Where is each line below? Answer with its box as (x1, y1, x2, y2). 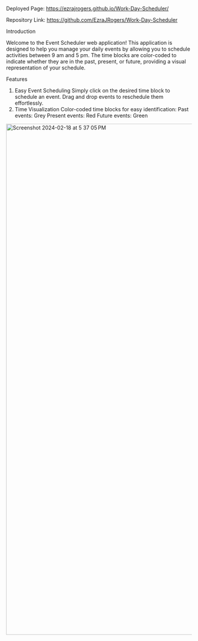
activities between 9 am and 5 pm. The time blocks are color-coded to (6, 52, 177, 58)
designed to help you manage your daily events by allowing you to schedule (6, 45, 190, 52)
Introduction (6, 28, 36, 35)
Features (6, 76, 28, 82)
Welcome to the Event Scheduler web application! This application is (6, 39, 173, 46)
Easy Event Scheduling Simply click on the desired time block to (14, 87, 170, 94)
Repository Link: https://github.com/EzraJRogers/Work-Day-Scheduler (6, 16, 178, 23)
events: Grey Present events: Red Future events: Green (14, 112, 148, 119)
